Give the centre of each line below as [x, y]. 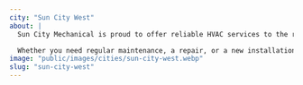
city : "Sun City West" [52, 17]
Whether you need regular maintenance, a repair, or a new [131, 50]
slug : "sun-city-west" [52, 67]
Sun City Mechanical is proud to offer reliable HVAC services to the [153, 34]
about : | [26, 26]
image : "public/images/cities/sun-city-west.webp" [106, 59]
